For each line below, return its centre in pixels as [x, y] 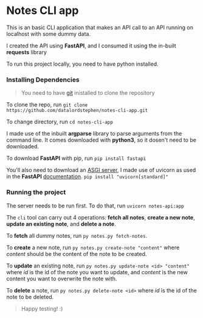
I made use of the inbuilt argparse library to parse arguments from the [94, 134]
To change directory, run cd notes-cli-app [60, 122]
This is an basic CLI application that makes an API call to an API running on [100, 27]
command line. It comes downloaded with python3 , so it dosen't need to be [101, 140]
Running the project [36, 192]
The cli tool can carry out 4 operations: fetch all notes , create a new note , [101, 217]
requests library [27, 52]
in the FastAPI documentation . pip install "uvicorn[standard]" [88, 176]
